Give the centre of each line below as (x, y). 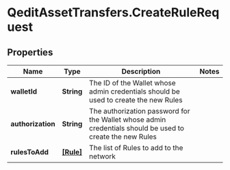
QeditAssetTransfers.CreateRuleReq (113, 13)
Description (141, 71)
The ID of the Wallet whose (132, 83)
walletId (24, 91)
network (102, 156)
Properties (30, 52)
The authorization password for (139, 111)
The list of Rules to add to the (136, 148)
